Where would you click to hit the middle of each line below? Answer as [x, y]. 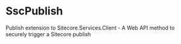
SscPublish [35, 11]
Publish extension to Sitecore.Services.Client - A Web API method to [90, 28]
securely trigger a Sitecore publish [48, 34]
